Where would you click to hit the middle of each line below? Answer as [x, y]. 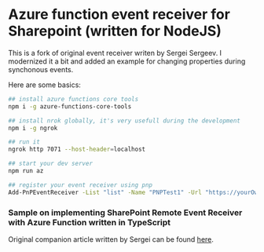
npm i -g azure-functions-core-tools [70, 106]
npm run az [26, 171]
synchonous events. [41, 69]
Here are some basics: [44, 85]
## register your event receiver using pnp [81, 185]
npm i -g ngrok [33, 128]
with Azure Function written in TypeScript [90, 222]
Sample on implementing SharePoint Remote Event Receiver [125, 212]
